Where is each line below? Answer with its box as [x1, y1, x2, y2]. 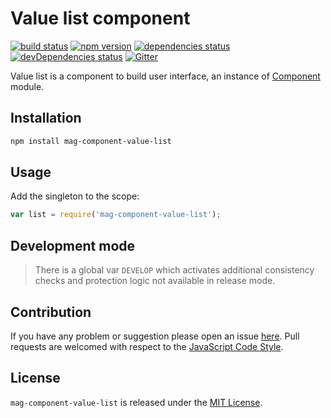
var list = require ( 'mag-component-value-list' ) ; [10, 210, 222, 220]
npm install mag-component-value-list [10, 136, 172, 146]
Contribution [10, 303, 92, 321]
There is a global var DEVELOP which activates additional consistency [34, 264, 315, 276]
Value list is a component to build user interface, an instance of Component [10, 70, 321, 82]
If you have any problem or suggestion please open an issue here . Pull [10, 330, 300, 342]
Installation [10, 110, 82, 127]
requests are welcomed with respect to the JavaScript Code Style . [10, 340, 284, 352]
